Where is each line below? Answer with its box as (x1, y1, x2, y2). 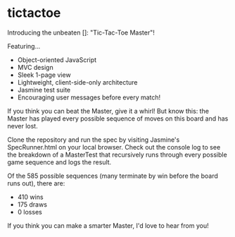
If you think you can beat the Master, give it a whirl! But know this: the (7, 107, 210, 115)
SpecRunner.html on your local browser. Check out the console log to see (7, 142, 221, 151)
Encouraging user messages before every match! (17, 93, 161, 102)
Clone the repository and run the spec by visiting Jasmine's (7, 135, 180, 144)
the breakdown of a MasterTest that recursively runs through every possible (7, 150, 227, 159)
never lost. (7, 121, 38, 130)
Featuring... (7, 42, 41, 50)
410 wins (17, 193, 44, 201)
